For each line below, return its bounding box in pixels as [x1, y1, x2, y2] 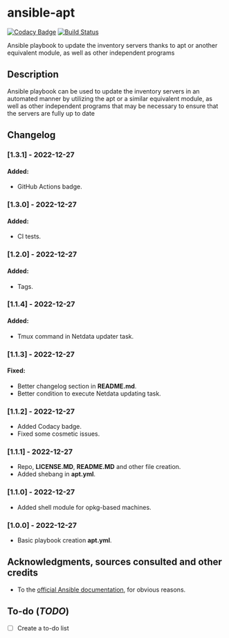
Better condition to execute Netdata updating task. [17, 389, 161, 398]
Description [7, 69, 59, 80]
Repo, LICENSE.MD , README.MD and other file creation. [17, 463, 181, 471]
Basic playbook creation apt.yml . [17, 535, 112, 544]
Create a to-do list [17, 623, 69, 632]
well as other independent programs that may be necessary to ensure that [7, 102, 219, 110]
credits [7, 567, 39, 579]
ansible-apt [7, 5, 75, 21]
